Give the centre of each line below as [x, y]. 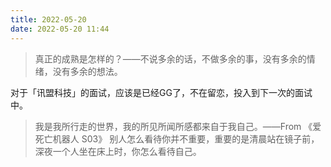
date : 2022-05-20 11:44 [60, 29]
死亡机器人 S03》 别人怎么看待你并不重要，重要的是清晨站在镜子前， [177, 138]
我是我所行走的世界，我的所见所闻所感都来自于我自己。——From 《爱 [178, 126]
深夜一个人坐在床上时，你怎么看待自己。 [118, 151]
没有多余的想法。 [87, 71]
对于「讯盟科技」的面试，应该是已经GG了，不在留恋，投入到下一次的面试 [161, 92]
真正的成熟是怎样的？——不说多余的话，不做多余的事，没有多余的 [170, 58]
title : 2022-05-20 [48, 19]
